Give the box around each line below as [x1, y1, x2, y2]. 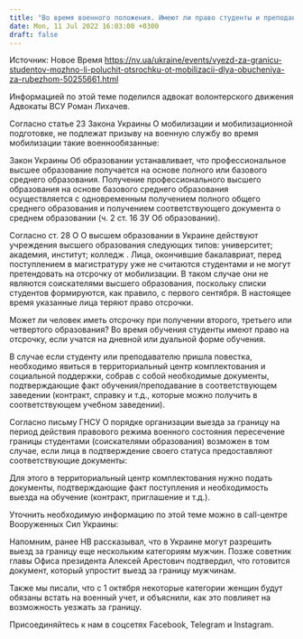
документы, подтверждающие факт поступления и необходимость [9, 482, 269, 493]
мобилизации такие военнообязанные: [9, 137, 160, 149]
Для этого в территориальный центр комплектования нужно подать [9, 473, 273, 484]
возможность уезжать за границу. [9, 602, 142, 613]
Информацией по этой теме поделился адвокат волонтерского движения [9, 91, 294, 102]
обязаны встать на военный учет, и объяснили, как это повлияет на [9, 592, 271, 603]
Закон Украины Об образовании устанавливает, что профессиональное [9, 155, 287, 166]
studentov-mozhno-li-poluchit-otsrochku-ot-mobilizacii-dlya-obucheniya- [9, 64, 286, 75]
